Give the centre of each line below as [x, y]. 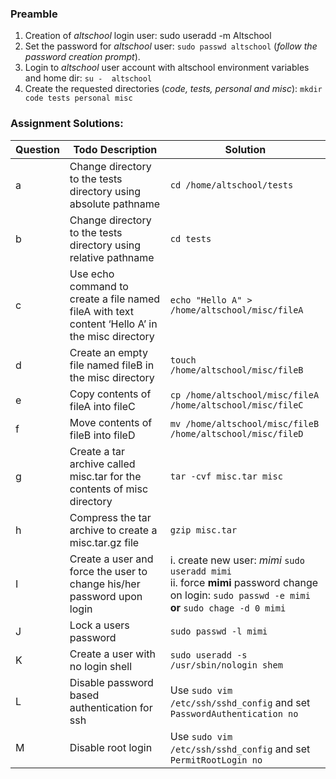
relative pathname [112, 257]
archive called [102, 464]
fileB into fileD [102, 435]
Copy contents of [110, 394]
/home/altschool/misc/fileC [236, 405]
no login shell [101, 666]
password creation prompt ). [82, 57]
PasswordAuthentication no [234, 713]
